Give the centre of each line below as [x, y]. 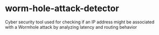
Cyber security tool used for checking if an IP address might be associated [80, 22]
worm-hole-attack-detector [62, 9]
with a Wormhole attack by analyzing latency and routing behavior [71, 27]
